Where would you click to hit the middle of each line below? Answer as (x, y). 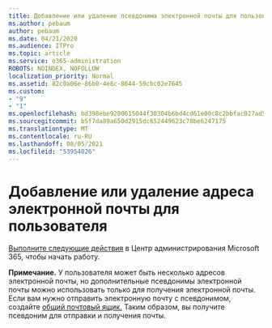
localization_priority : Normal (61, 76)
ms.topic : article (39, 53)
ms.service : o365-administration (65, 62)
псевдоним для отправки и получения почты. (87, 316)
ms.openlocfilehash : (43, 114)
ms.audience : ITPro (41, 46)
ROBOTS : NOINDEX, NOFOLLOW (54, 69)
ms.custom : (27, 91)
